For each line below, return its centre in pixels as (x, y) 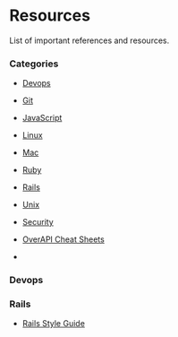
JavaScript (42, 118)
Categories (34, 64)
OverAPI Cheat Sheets (63, 239)
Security (38, 222)
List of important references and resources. (89, 40)
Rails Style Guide (53, 324)
